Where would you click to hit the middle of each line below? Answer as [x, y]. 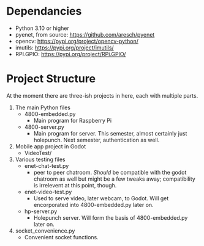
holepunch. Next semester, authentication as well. [96, 140]
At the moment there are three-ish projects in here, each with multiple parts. [102, 95]
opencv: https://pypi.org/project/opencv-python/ [77, 41]
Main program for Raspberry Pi [73, 120]
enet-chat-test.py [47, 165]
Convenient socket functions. [62, 237]
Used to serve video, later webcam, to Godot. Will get [101, 198]
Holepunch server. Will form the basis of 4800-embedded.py [111, 217]
